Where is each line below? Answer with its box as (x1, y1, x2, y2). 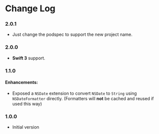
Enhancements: (5, 80, 38, 85)
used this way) (12, 101, 42, 107)
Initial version (12, 124, 39, 130)
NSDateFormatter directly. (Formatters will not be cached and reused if (12, 95, 154, 101)
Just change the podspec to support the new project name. (12, 31, 132, 37)
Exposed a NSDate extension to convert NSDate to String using (12, 90, 137, 96)
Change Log (5, 3, 55, 14)
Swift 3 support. (12, 55, 46, 61)
